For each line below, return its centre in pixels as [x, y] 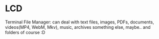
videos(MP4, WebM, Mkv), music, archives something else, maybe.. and [78, 27]
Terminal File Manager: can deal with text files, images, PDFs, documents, [79, 22]
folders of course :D [25, 32]
